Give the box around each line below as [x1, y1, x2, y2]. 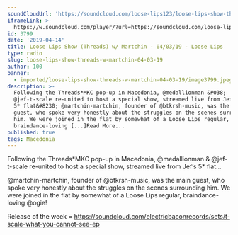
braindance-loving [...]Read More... [13, 122, 125, 130]
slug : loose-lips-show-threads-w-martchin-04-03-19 [7, 57, 163, 64]
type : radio [7, 50, 42, 57]
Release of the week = [7, 212, 73, 221]
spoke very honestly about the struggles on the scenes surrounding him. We [7, 183, 231, 192]
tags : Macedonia [7, 135, 55, 142]
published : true [7, 129, 55, 136]
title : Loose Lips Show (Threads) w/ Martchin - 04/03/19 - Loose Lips [7, 43, 223, 50]
